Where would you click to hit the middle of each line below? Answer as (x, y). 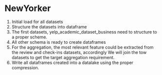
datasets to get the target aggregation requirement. (63, 57)
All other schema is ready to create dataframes (59, 42)
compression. (25, 67)
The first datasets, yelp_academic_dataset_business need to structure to (84, 32)
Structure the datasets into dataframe (49, 26)
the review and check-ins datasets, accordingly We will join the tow (79, 52)
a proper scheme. (29, 37)
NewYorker (28, 8)
